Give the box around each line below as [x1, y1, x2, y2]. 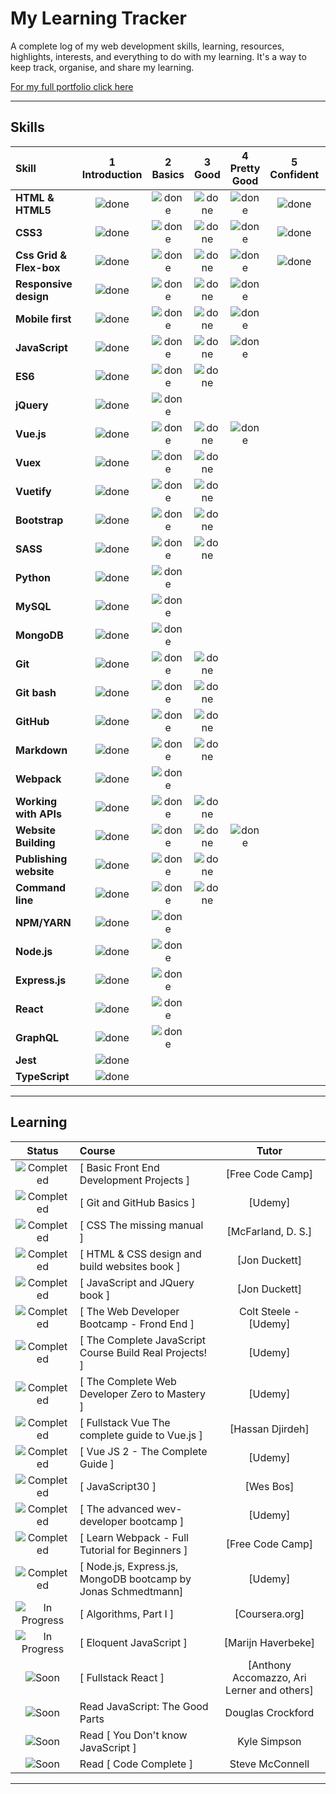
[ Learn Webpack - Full [79, 1530, 189, 1544]
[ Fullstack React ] [79, 1670, 165, 1684]
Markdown [15, 743, 68, 757]
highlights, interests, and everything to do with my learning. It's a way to [10, 50, 307, 62]
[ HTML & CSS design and [79, 1247, 202, 1261]
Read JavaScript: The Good [79, 1699, 209, 1713]
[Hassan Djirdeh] [229, 1422, 310, 1436]
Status [26, 1143, 59, 1157]
